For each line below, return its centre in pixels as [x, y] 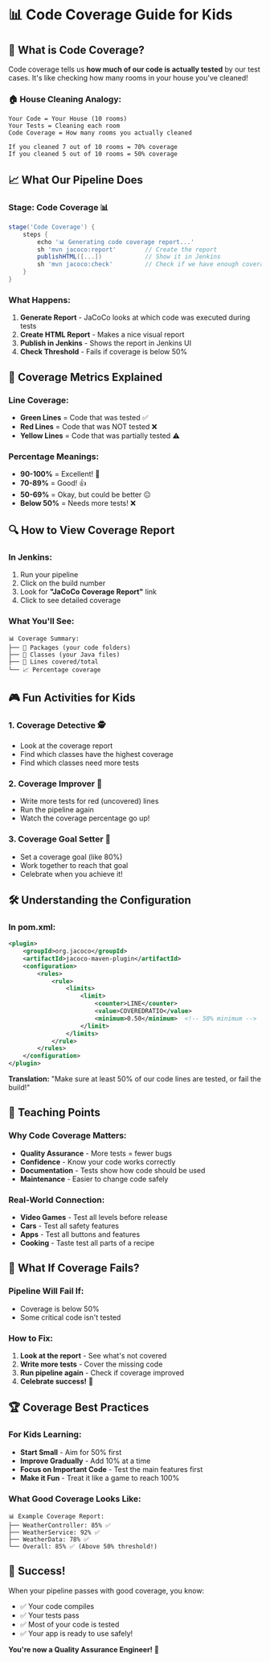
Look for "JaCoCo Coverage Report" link [88, 591]
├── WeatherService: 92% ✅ [54, 1533]
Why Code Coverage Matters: [67, 1135]
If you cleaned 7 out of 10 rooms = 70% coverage [93, 147]
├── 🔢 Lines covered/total [53, 662]
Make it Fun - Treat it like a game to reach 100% [100, 1478]
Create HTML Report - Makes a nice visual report [102, 335]
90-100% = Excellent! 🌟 [60, 474]
